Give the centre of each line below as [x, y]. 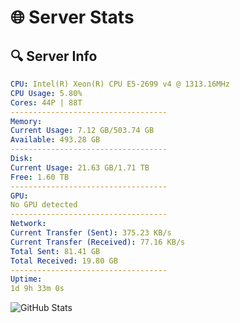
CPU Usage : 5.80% [46, 93]
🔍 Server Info [54, 56]
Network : [28, 224]
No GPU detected [44, 205]
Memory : [26, 121]
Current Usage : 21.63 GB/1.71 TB [80, 167]
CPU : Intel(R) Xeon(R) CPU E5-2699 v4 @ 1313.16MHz [120, 84]
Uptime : [26, 279]
